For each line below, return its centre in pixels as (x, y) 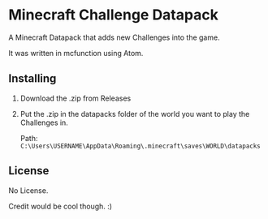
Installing (32, 79)
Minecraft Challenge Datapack (114, 15)
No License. (28, 190)
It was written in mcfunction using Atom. (76, 53)
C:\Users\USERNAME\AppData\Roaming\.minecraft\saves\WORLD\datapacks (140, 146)
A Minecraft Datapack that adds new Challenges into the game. (115, 37)
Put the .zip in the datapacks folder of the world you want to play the (135, 114)
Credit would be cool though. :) (60, 206)
